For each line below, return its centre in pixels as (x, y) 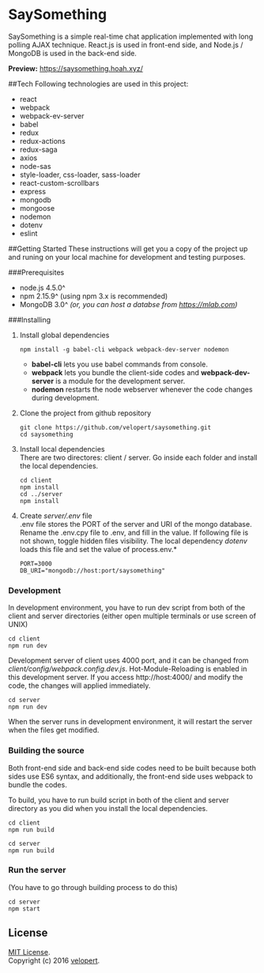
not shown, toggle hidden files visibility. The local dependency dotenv (133, 541)
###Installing (30, 319)
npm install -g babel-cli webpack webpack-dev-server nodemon (124, 349)
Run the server (37, 870)
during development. (65, 397)
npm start (25, 909)
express (32, 191)
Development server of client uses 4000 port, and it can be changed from (128, 660)
